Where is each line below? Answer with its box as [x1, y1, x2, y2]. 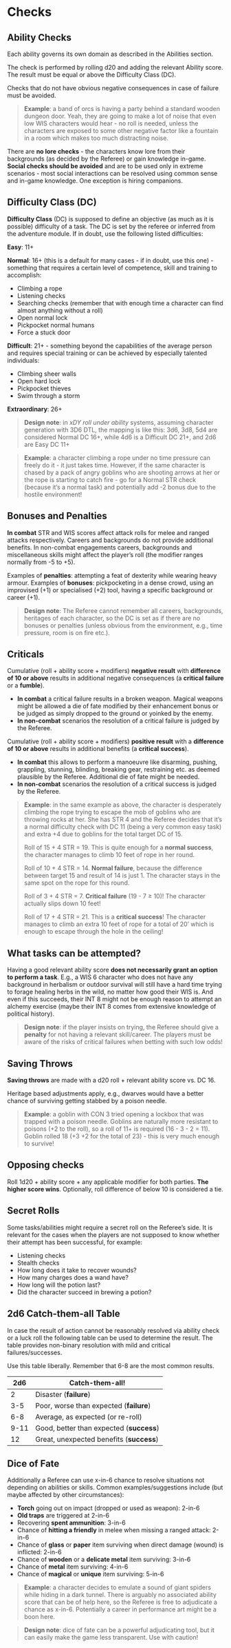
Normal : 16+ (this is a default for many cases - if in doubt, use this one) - [7, 256, 214, 264]
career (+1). [7, 593, 40, 601]
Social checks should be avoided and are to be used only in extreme [7, 162, 203, 170]
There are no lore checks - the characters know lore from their [7, 148, 186, 155]
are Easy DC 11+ [23, 440, 70, 448]
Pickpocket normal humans [16, 321, 95, 329]
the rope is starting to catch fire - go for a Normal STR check [23, 475, 197, 483]
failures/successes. [7, 1348, 63, 1356]
